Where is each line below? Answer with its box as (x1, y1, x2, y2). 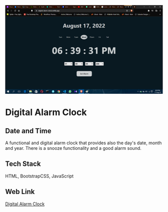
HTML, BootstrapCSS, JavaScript (5, 173, 74, 179)
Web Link (5, 187, 35, 196)
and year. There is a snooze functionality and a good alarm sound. (5, 145, 141, 151)
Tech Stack (5, 160, 41, 168)
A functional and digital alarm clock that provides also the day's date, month (5, 140, 162, 146)
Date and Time (5, 126, 51, 135)
